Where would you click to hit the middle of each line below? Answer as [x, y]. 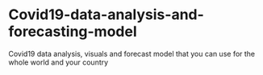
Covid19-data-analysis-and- [106, 15]
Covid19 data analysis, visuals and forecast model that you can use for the [132, 53]
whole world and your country [58, 62]
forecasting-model [73, 32]
